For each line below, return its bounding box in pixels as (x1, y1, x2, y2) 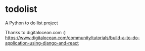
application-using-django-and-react (5, 40, 79, 46)
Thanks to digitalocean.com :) (5, 29, 66, 35)
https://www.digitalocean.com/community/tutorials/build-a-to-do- (5, 35, 140, 41)
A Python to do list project (5, 20, 58, 26)
